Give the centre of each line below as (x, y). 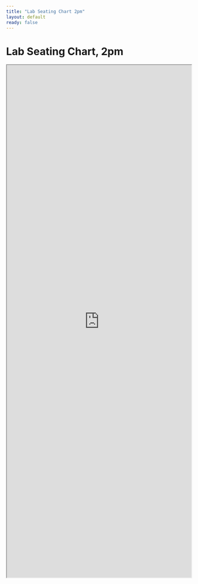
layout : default (26, 17)
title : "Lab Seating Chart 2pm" (45, 11)
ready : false (22, 22)
